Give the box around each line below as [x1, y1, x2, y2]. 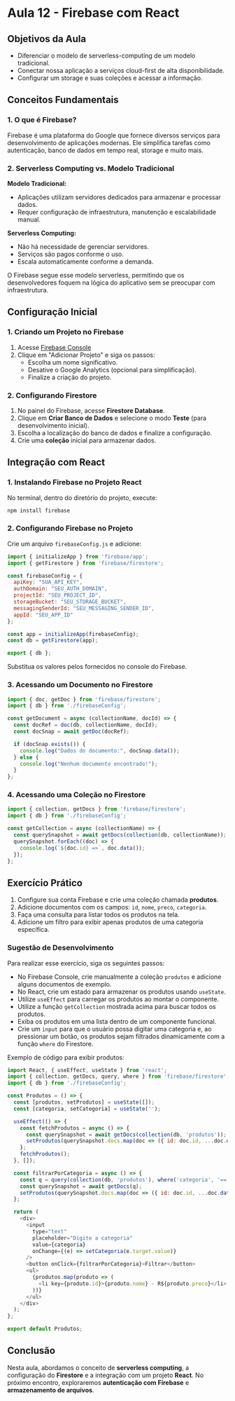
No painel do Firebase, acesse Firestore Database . [17, 406, 166, 414]
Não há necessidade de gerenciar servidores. [17, 242, 149, 250]
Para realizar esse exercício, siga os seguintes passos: [7, 959, 165, 967]
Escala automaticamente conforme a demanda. [17, 257, 154, 266]
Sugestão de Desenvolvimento [7, 943, 114, 953]
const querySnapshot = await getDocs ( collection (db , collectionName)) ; [13, 832, 227, 839]
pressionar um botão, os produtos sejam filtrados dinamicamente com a [17, 1032, 225, 1041]
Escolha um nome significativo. [27, 358, 118, 366]
